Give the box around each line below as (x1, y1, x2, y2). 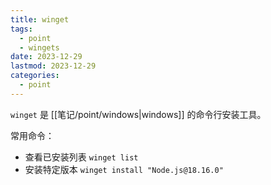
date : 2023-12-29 (10, 52, 83, 62)
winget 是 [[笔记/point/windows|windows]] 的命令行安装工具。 (10, 108, 267, 120)
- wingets (19, 42, 60, 53)
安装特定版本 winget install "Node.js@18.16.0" (24, 163, 224, 175)
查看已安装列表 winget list (24, 151, 139, 163)
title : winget (10, 14, 70, 25)
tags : (10, 24, 33, 34)
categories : (10, 71, 60, 81)
